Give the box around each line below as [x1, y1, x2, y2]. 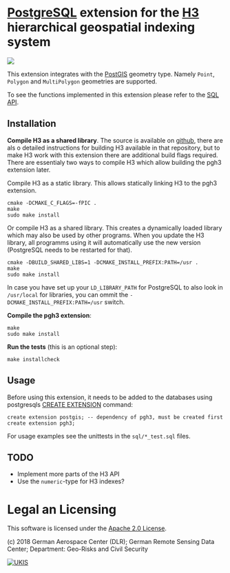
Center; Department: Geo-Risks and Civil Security [7, 545, 148, 553]
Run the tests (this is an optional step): [7, 343, 118, 351]
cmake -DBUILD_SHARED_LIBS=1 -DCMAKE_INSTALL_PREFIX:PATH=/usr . [7, 259, 198, 266]
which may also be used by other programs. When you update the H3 [7, 231, 205, 239]
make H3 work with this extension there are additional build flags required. [7, 150, 218, 159]
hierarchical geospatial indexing [7, 19, 195, 35]
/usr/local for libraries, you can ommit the [7, 290, 129, 299]
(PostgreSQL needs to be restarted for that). [7, 245, 132, 254]
